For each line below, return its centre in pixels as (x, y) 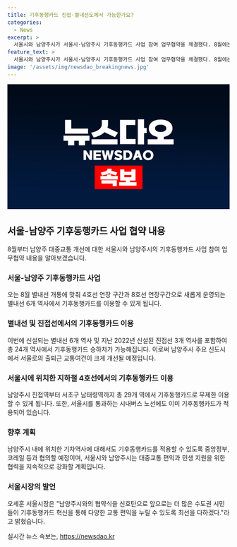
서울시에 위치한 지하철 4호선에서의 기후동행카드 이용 (91, 378)
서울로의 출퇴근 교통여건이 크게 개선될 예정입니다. (88, 358)
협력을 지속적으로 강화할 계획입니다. (56, 467)
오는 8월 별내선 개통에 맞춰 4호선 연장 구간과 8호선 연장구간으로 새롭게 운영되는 (116, 295)
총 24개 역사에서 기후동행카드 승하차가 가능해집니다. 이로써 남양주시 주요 (107, 349)
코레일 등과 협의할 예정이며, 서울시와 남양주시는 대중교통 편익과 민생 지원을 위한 (116, 458)
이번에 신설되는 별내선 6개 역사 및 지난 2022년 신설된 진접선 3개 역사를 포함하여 (117, 340)
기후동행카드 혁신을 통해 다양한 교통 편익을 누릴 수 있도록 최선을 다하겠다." (122, 512)
